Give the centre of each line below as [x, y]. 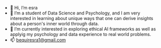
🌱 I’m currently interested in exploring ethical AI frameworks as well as [83, 29]
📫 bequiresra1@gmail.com [38, 40]
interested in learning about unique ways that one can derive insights [82, 18]
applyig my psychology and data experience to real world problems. [80, 34]
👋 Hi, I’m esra [24, 8]
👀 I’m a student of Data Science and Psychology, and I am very [75, 13]
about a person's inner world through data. [54, 23]
